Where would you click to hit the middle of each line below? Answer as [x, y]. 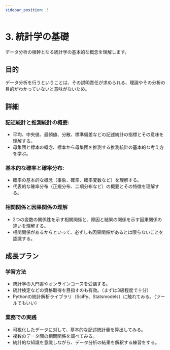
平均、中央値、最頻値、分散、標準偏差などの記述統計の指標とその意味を [88, 134]
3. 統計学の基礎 [37, 37]
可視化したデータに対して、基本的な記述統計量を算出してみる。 [79, 330]
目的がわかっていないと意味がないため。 [47, 89]
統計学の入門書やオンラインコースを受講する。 [61, 284]
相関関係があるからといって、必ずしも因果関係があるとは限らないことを [88, 232]
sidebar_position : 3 [27, 10]
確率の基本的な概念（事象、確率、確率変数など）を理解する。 [77, 180]
